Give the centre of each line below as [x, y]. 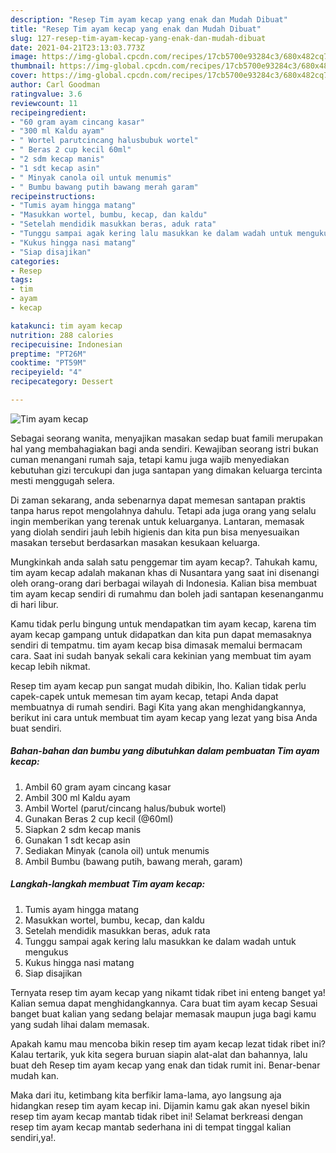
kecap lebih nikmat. [50, 666]
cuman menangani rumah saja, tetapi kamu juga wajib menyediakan [150, 459]
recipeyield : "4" [46, 372]
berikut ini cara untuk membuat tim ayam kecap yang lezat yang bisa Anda [164, 717]
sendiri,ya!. [33, 1137]
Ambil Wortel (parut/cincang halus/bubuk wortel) [125, 808]
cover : [24, 76]
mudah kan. [35, 1075]
